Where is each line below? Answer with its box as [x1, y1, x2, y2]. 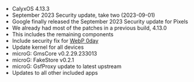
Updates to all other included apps [11, 69, 99, 76]
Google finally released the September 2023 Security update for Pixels [11, 18, 189, 25]
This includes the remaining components [11, 31, 114, 38]
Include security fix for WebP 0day [11, 37, 99, 44]
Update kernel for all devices [11, 43, 84, 51]
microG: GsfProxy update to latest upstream [11, 63, 122, 70]
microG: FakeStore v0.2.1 [11, 57, 74, 63]
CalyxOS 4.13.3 [11, 5, 50, 12]
